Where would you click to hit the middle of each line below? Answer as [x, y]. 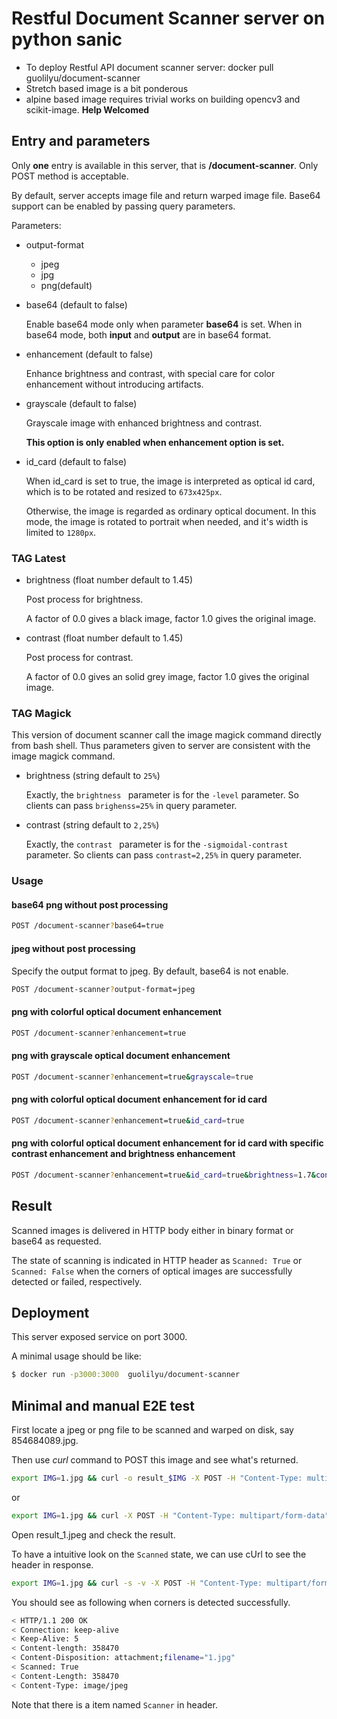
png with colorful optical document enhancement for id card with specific [167, 1143]
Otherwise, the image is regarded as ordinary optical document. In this [171, 511]
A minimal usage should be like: [76, 1356]
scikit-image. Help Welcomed [87, 109]
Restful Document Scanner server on [168, 18]
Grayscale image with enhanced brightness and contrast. [144, 423]
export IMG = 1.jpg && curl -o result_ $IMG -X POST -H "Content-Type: [157, 1478]
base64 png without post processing [90, 904]
